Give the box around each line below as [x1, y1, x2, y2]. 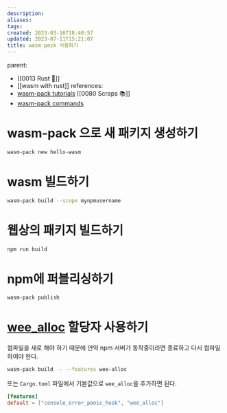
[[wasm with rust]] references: [16, 82, 104, 89]
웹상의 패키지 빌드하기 [7, 222, 123, 238]
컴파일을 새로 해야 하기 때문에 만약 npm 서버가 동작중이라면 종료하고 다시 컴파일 [7, 343, 221, 352]
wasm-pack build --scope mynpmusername [7, 197, 121, 204]
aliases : [7, 17, 32, 23]
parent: [7, 61, 27, 69]
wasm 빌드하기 [7, 174, 89, 189]
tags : [7, 23, 23, 30]
